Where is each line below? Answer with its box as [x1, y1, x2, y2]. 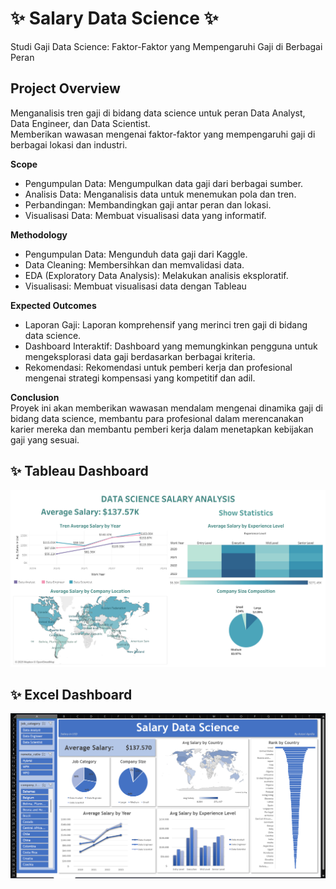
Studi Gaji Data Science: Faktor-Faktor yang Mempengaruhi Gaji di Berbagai [10, 40, 323, 52]
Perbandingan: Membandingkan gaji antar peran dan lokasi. [24, 198, 272, 211]
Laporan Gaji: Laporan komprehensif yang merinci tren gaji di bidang [24, 318, 308, 331]
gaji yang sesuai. [10, 433, 80, 446]
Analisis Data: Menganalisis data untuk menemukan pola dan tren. [24, 188, 297, 200]
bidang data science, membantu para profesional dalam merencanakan [10, 412, 304, 424]
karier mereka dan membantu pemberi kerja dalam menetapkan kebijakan [10, 423, 314, 435]
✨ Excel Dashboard [10, 686, 133, 703]
